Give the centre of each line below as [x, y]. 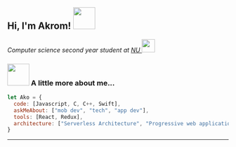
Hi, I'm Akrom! [39, 26]
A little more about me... [73, 83]
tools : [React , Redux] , [48, 117]
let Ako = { [25, 98]
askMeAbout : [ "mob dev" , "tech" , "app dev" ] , [81, 110]
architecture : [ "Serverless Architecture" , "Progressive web [105, 123]
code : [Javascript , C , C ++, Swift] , [67, 104]
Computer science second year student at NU [74, 50]
